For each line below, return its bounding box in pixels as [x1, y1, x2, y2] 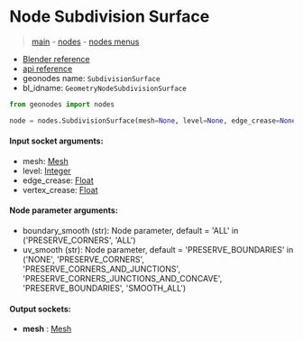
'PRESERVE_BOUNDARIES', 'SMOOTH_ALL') [22, 282, 187, 294]
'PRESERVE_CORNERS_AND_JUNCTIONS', [22, 263, 181, 274]
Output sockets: [9, 303, 71, 314]
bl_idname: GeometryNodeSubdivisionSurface [22, 82, 187, 93]
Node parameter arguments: [9, 205, 119, 216]
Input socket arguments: [9, 135, 104, 146]
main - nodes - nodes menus [31, 36, 140, 47]
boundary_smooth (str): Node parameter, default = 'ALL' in [22, 226, 239, 236]
